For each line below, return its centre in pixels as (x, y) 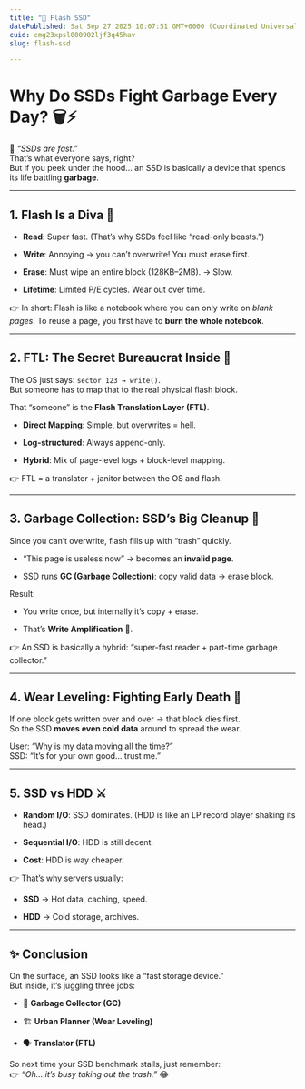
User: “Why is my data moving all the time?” (92, 746)
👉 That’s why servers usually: (66, 878)
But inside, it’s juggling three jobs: (73, 986)
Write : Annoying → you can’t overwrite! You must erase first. (136, 254)
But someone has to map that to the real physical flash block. (124, 389)
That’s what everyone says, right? (72, 158)
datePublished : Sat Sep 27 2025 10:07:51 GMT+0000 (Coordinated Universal (154, 26)
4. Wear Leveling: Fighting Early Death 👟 (126, 697)
